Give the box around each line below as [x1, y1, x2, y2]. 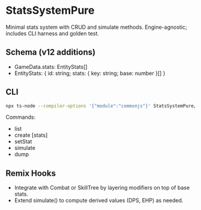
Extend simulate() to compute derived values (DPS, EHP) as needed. [14, 197, 184, 204]
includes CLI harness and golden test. [5, 29, 100, 37]
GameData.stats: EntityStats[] [14, 63, 88, 70]
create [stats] [14, 131, 48, 139]
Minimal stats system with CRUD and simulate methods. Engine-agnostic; [5, 23, 187, 31]
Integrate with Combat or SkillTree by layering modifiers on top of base [14, 184, 190, 191]
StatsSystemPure [5, 4, 95, 17]
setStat [14, 138, 32, 145]
